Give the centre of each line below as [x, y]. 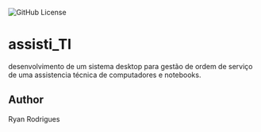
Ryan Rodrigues [34, 118]
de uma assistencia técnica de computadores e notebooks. [105, 75]
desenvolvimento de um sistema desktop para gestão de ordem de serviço [130, 66]
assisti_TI [40, 45]
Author [26, 100]
